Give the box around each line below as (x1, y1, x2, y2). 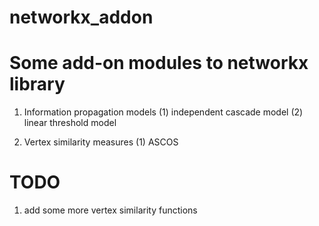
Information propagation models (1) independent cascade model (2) (23, 106, 304, 118)
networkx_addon (9, 6, 154, 29)
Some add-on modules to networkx (9, 52, 309, 75)
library (9, 73, 66, 96)
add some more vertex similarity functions (23, 204, 198, 216)
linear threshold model (23, 117, 117, 129)
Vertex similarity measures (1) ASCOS (23, 136, 179, 148)
